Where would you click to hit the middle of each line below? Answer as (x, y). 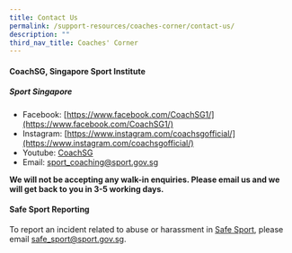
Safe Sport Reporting (49, 209)
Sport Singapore (41, 92)
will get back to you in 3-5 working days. (87, 188)
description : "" (40, 34)
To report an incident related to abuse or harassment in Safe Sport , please (146, 230)
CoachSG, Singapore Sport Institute (78, 71)
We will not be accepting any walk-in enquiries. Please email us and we (145, 179)
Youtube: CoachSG (58, 153)
